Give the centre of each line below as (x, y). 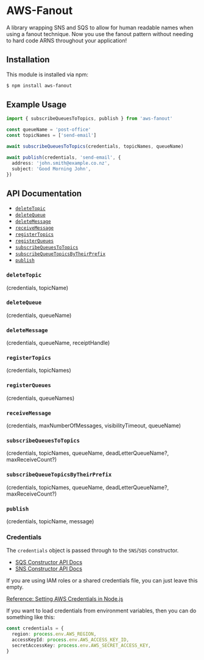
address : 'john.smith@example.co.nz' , (61, 163)
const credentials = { (35, 629)
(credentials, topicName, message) (50, 521)
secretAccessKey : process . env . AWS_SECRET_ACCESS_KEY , (81, 645)
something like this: (31, 617)
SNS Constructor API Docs (48, 569)
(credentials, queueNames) (40, 398)
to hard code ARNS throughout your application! (67, 40)
